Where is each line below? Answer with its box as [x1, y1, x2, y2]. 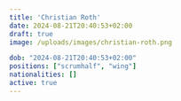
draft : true [9, 29, 53, 38]
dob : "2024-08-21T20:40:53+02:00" [9, 54, 138, 63]
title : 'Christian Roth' [9, 12, 101, 22]
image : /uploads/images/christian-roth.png [9, 37, 173, 47]
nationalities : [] [9, 70, 77, 80]
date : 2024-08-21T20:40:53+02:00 [9, 21, 133, 30]
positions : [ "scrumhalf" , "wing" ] [9, 62, 138, 71]
